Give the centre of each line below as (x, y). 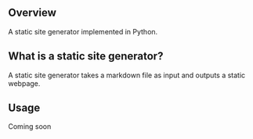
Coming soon (30, 127)
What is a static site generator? (86, 57)
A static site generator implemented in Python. (83, 31)
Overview (33, 13)
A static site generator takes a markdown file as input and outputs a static (127, 75)
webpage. (24, 83)
